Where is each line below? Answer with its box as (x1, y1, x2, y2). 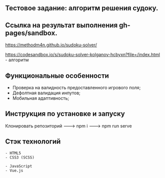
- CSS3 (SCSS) (5, 155, 35, 160)
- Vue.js (5, 168, 23, 173)
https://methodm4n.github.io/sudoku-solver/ (5, 42, 97, 48)
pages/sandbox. (5, 28, 57, 37)
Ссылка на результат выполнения (5, 21, 118, 29)
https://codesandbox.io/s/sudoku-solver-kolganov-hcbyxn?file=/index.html (5, 52, 160, 58)
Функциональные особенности (5, 71, 109, 80)
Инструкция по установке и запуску (5, 110, 125, 118)
